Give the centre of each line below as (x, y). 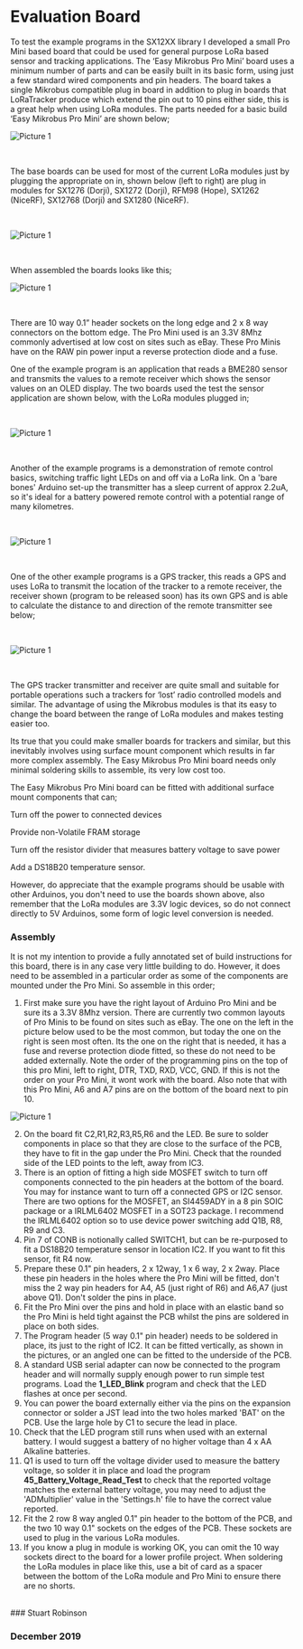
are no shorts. (49, 1586)
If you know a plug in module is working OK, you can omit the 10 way (151, 1548)
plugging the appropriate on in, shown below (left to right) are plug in (138, 180)
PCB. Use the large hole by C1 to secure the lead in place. (130, 1423)
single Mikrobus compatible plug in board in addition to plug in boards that (148, 90)
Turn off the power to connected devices (86, 814)
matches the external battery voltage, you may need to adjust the (145, 1490)
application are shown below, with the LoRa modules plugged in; (130, 398)
